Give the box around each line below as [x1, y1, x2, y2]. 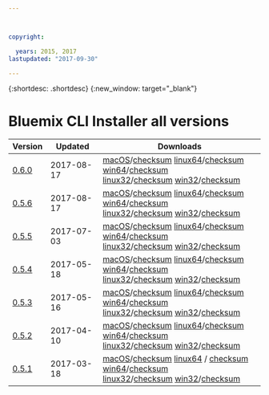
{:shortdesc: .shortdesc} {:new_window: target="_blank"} [8, 83, 198, 93]
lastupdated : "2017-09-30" [8, 55, 98, 63]
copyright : [8, 33, 45, 41]
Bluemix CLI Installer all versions [8, 112, 230, 130]
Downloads [157, 141, 202, 153]
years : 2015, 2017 [15, 47, 78, 55]
